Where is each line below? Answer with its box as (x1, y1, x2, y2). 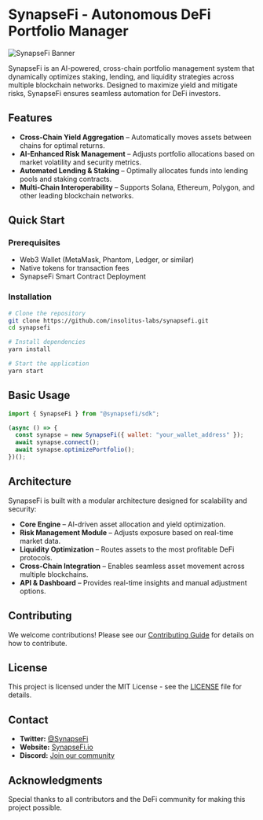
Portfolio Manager (8, 22, 129, 40)
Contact (8, 713, 49, 726)
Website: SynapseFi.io (19, 742, 93, 752)
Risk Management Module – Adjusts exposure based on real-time (19, 527, 234, 537)
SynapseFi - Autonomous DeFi (8, 6, 211, 24)
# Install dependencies (8, 338, 86, 346)
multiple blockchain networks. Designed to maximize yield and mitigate (8, 80, 238, 90)
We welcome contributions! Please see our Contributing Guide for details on (8, 630, 254, 639)
